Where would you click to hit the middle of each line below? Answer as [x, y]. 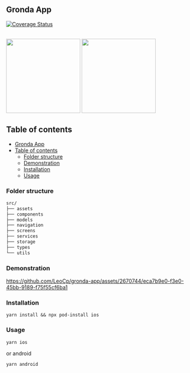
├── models [20, 220]
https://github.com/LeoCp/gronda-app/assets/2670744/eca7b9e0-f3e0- [95, 281]
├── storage [21, 242]
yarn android [22, 364]
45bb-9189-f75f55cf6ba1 [37, 287]
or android [19, 353]
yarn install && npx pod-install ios [53, 315]
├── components [25, 214]
